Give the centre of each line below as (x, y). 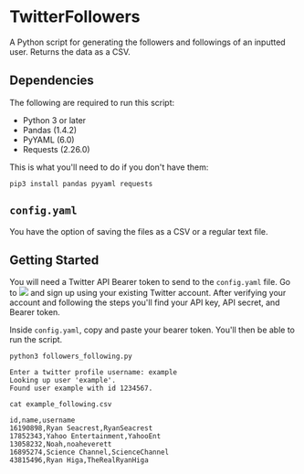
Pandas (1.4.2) (50, 130)
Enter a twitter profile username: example (94, 373)
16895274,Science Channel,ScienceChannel (89, 453)
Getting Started (54, 260)
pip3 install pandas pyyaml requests (81, 184)
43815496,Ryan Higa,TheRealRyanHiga (79, 460)
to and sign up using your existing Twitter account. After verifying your (148, 293)
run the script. (36, 340)
